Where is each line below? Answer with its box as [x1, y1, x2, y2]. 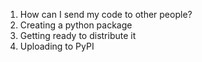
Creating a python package [19, 19, 133, 31]
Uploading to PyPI [19, 40, 95, 52]
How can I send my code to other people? [19, 9, 193, 20]
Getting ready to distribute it [19, 30, 137, 41]
